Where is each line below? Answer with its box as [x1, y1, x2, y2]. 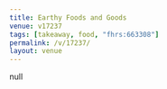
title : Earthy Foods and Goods [9, 13, 127, 22]
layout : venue [9, 47, 63, 56]
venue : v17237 [9, 22, 63, 31]
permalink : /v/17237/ [9, 38, 91, 48]
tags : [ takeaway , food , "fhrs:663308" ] [9, 30, 160, 39]
